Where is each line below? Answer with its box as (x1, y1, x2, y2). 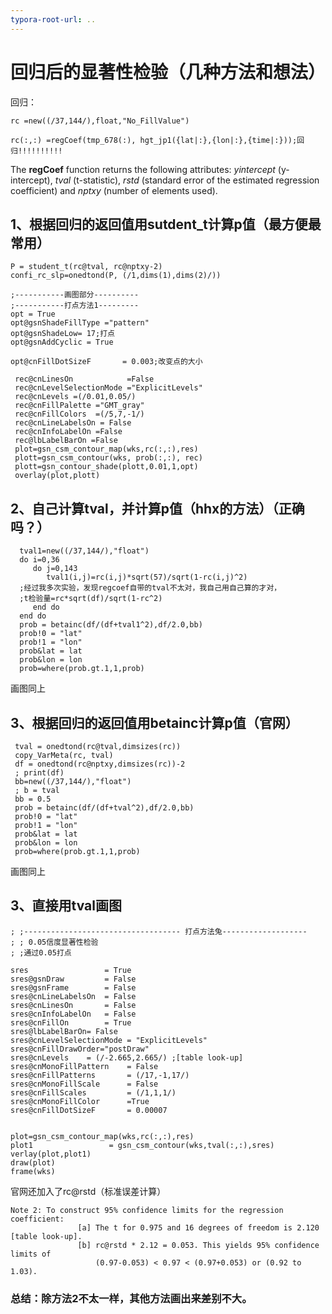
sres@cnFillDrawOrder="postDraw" (10, 1044, 150, 1054)
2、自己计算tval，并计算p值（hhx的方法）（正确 (10, 500, 305, 517)
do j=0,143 (32, 564, 78, 574)
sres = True (10, 965, 132, 975)
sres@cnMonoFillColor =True (10, 1096, 150, 1106)
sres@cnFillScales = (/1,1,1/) (10, 1087, 177, 1098)
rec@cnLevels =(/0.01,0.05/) (14, 392, 137, 402)
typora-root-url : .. (10, 14, 97, 25)
